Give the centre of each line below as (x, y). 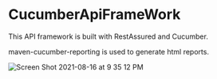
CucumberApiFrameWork (95, 15)
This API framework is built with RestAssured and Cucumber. (108, 36)
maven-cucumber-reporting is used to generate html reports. (109, 51)
